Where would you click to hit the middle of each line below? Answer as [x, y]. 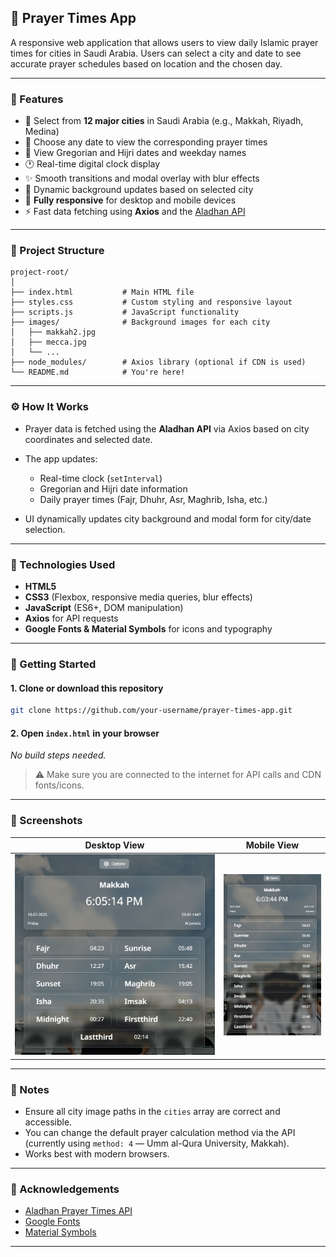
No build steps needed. [58, 755]
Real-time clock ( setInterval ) [101, 478]
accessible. [48, 1122]
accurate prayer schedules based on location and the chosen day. [146, 63]
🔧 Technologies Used [63, 564]
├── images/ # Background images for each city [140, 322]
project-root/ [40, 272]
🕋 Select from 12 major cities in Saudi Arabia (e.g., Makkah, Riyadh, [164, 121]
